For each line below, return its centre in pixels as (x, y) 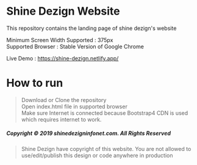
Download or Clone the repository (64, 100)
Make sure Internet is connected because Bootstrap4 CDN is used (105, 113)
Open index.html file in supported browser (74, 106)
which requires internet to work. (61, 119)
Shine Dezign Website (63, 11)
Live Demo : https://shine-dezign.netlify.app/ (63, 58)
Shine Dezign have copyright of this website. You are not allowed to (106, 148)
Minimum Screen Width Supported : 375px (60, 40)
